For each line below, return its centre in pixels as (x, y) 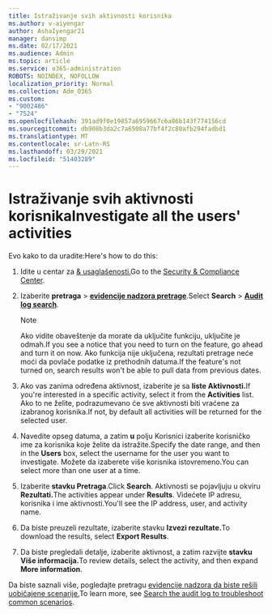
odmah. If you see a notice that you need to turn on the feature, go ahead (141, 344)
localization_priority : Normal (61, 83)
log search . (39, 305)
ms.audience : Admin (41, 53)
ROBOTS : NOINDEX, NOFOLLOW (54, 76)
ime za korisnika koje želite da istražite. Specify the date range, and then (140, 445)
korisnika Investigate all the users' (125, 216)
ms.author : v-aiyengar (47, 23)
